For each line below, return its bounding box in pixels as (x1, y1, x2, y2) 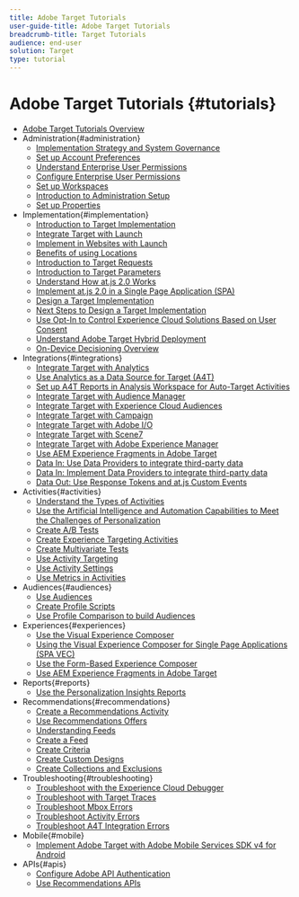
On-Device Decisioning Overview (35, 342, 160, 353)
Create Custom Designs (35, 753, 124, 764)
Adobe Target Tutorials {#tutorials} (9, 93, 277, 114)
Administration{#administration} (22, 132, 141, 144)
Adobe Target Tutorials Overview (22, 123, 145, 134)
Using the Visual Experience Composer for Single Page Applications (35, 639, 288, 650)
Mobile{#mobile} (22, 830, 85, 840)
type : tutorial (9, 55, 66, 64)
